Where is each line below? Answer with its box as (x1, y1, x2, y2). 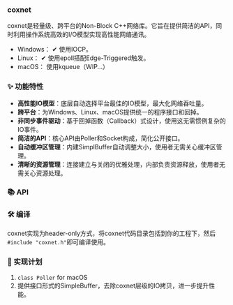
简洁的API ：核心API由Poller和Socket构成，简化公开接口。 (17, 134, 184, 142)
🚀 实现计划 (7, 257, 43, 267)
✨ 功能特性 (7, 82, 44, 91)
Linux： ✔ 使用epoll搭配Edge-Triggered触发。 (17, 54, 150, 62)
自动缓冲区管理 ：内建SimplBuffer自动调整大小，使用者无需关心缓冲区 (17, 142, 216, 151)
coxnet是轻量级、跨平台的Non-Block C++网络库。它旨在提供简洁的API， (7, 22, 216, 30)
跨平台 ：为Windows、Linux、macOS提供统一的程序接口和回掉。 (17, 107, 204, 116)
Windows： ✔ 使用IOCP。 (17, 45, 93, 54)
